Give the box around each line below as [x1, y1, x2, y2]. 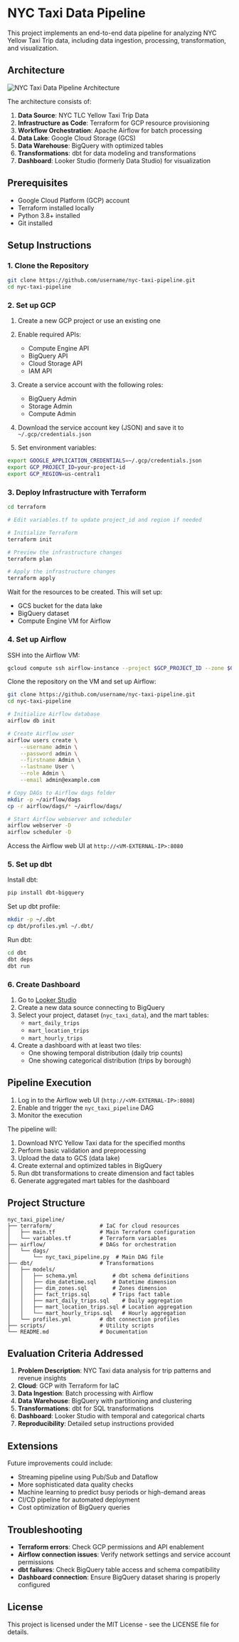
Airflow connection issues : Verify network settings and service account [17, 1550, 231, 1559]
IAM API [28, 367, 52, 376]
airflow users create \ [7, 736, 78, 744]
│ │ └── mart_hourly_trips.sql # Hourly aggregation [7, 1309, 186, 1316]
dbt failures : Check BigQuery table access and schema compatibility [17, 1566, 221, 1574]
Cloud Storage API [28, 359, 83, 368]
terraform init [7, 536, 53, 543]
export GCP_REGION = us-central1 [7, 470, 100, 478]
